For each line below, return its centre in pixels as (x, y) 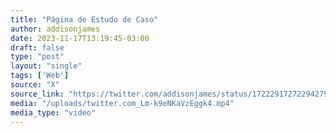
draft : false (37, 47)
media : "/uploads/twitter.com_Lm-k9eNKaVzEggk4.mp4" (122, 103)
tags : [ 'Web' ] (40, 76)
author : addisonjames (55, 29)
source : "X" (35, 85)
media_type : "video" (53, 112)
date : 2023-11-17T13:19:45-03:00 (80, 38)
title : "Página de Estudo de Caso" (84, 19)
